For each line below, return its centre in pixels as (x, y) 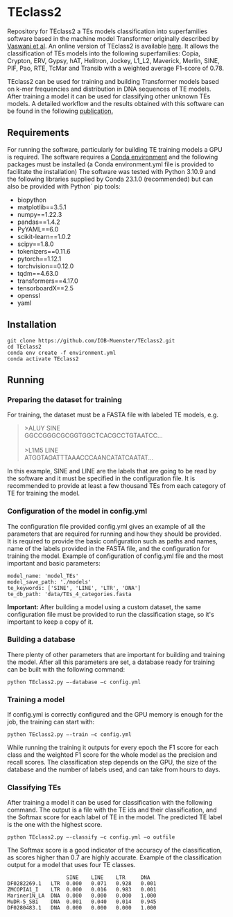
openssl (28, 295)
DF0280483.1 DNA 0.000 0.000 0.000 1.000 (82, 908)
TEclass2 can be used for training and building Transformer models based (113, 81)
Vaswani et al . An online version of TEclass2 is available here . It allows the (113, 46)
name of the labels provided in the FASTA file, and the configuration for (109, 548)
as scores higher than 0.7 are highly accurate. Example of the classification (114, 857)
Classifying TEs (34, 787)
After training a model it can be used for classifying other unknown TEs (109, 96)
